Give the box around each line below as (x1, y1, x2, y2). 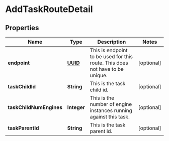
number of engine (90, 101, 132, 107)
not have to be (90, 66, 124, 72)
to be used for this (90, 53, 133, 60)
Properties (5, 24, 39, 32)
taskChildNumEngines (8, 104, 63, 111)
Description (97, 39, 126, 45)
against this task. (90, 113, 130, 120)
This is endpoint (90, 47, 128, 54)
